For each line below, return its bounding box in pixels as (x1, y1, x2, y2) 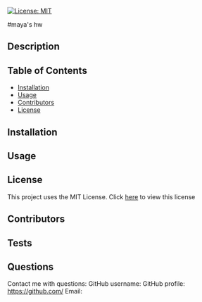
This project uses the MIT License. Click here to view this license (7, 192, 196, 201)
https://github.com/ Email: (7, 287, 83, 296)
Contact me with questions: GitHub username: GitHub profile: (7, 279, 185, 288)
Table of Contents (7, 64, 88, 77)
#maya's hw (7, 20, 43, 28)
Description (7, 41, 60, 53)
